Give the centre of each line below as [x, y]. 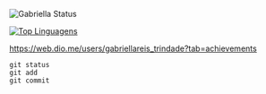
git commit [30, 81]
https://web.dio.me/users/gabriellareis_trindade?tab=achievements [133, 48]
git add [24, 73]
